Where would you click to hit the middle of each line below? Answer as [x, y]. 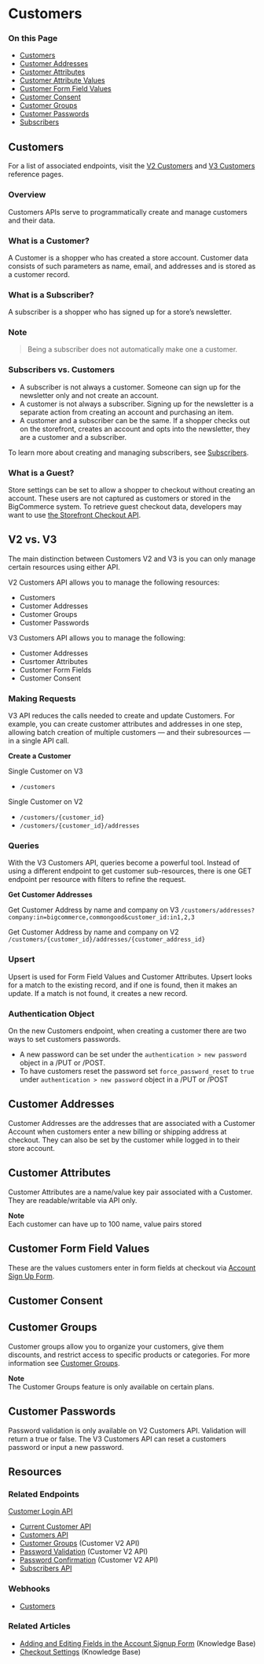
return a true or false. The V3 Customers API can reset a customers [117, 1439]
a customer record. [39, 274]
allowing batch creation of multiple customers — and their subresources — [129, 732]
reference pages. [36, 175]
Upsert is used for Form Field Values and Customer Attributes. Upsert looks [130, 976]
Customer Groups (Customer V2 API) [79, 1544]
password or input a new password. [66, 1447]
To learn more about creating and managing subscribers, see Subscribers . [128, 452]
